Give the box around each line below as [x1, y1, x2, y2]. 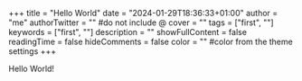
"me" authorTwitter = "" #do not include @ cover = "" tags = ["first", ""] [8, 17, 274, 28]
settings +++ [8, 46, 57, 57]
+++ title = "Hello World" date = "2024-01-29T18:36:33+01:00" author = [8, 8, 278, 18]
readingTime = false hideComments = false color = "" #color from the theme [8, 36, 293, 47]
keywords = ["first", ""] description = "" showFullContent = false [8, 27, 248, 37]
